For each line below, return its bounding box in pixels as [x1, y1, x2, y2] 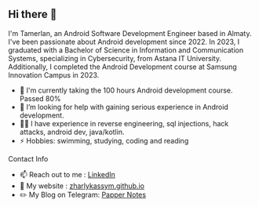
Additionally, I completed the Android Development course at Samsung [8, 62, 237, 71]
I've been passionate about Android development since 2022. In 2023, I [8, 37, 240, 46]
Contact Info [8, 154, 49, 163]
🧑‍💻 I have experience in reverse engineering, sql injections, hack [19, 118, 229, 128]
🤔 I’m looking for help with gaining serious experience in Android [19, 102, 229, 111]
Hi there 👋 [8, 8, 57, 21]
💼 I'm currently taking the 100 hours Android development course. [19, 85, 233, 95]
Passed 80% [19, 93, 61, 103]
